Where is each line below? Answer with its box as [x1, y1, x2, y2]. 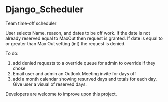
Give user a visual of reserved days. [12, 81, 87, 87]
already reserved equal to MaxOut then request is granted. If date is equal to [5, 35, 163, 41]
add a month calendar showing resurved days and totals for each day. [12, 76, 157, 82]
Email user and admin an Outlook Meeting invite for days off [12, 70, 136, 76]
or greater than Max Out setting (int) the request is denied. [5, 40, 126, 46]
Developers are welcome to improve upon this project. [5, 91, 117, 97]
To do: [5, 50, 19, 56]
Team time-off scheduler [5, 20, 57, 26]
